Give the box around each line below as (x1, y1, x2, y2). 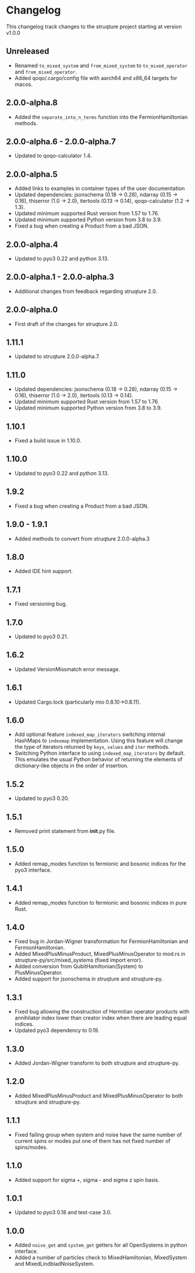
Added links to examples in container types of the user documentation (14, 185, 185, 192)
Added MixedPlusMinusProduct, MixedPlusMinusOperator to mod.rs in (14, 951, 186, 958)
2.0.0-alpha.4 (6, 239, 59, 249)
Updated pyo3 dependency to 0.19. (14, 1027, 100, 1034)
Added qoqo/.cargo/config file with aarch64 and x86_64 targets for (14, 74, 177, 81)
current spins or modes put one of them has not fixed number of (14, 1137, 171, 1144)
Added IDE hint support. (14, 568, 73, 575)
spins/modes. (14, 1144, 48, 1151)
